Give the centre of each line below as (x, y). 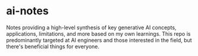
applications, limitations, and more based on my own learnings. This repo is (98, 33)
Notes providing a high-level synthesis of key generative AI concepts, (91, 27)
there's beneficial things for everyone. (53, 46)
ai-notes (27, 11)
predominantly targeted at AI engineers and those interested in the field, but (99, 40)
